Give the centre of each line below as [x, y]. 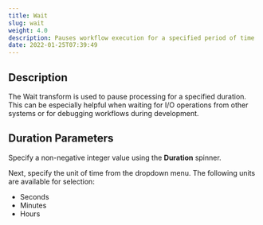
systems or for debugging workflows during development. [104, 113]
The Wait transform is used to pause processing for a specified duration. [128, 96]
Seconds [34, 196]
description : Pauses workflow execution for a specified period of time [131, 38]
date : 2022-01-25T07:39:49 [53, 45]
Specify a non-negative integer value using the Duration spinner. [115, 157]
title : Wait [28, 16]
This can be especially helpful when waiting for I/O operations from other [128, 105]
